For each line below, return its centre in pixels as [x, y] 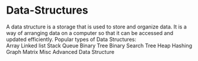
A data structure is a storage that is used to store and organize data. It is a [96, 27]
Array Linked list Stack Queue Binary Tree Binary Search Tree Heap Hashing [99, 46]
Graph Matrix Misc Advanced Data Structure [60, 52]
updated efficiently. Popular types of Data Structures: [71, 39]
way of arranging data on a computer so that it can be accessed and [90, 33]
